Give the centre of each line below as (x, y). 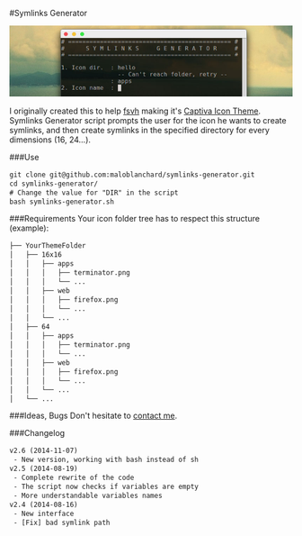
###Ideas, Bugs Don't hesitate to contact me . (93, 415)
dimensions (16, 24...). (50, 140)
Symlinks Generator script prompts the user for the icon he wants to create (148, 120)
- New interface (44, 513)
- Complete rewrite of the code (74, 477)
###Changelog (37, 433)
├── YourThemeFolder (48, 246)
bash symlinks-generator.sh (62, 202)
